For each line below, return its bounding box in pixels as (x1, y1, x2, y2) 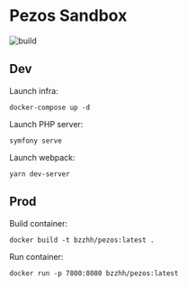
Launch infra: (9, 85, 58, 96)
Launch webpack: (9, 152, 76, 162)
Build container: (9, 218, 68, 228)
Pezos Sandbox (9, 5, 128, 26)
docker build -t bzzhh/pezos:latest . (9, 236, 155, 245)
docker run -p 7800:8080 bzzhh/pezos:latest (9, 268, 179, 278)
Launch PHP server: (9, 118, 84, 129)
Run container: (9, 251, 64, 262)
